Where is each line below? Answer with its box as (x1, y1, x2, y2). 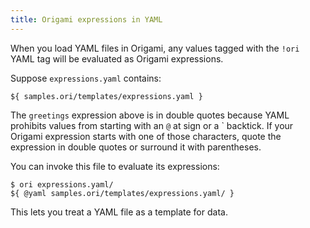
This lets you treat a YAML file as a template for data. (10, 206, 228, 218)
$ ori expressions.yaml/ (10, 179, 114, 190)
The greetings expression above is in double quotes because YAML (10, 109, 290, 121)
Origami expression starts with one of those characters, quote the (10, 130, 282, 142)
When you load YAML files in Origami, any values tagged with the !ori (10, 42, 300, 54)
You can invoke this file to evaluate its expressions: (10, 160, 220, 172)
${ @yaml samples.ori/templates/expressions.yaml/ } (10, 188, 235, 198)
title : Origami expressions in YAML (10, 14, 163, 25)
